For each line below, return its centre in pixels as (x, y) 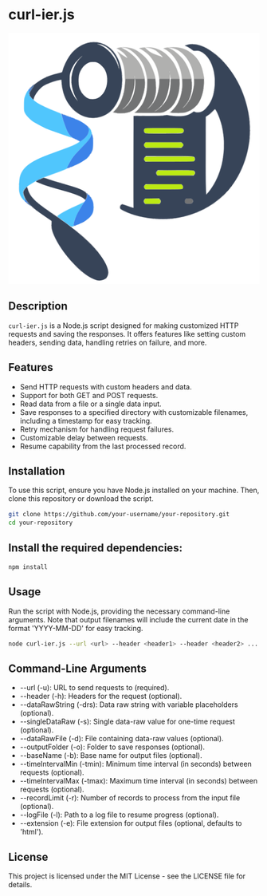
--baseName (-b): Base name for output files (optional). (111, 756)
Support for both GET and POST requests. (89, 395)
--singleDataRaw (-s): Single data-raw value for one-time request (127, 722)
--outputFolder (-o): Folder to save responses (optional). (112, 747)
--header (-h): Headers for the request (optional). (101, 697)
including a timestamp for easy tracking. (86, 420)
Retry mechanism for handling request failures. (97, 429)
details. (20, 885)
